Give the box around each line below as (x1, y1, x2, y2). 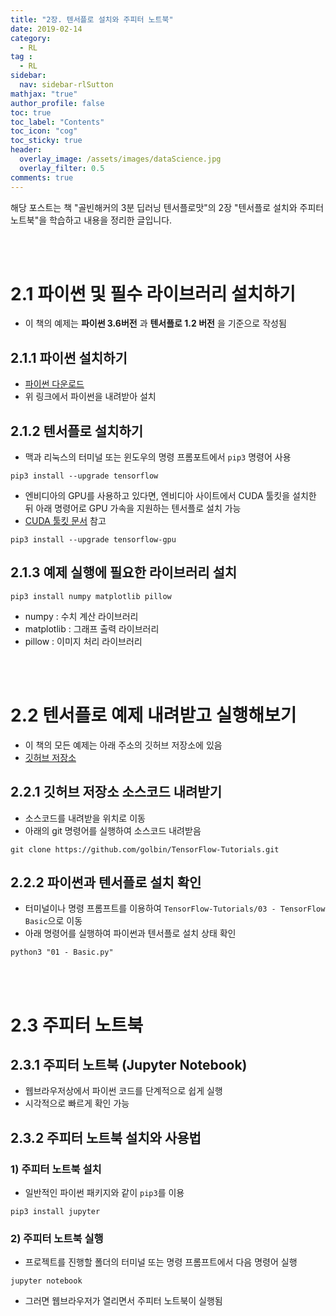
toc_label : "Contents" (10, 117, 105, 127)
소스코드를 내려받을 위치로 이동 (24, 812, 146, 824)
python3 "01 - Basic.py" (10, 947, 114, 958)
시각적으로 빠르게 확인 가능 (24, 1097, 130, 1110)
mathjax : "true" (10, 89, 78, 99)
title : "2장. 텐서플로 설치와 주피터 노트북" (10, 14, 174, 25)
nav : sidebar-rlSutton (19, 80, 114, 90)
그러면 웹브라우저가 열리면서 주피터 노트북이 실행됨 (24, 1295, 223, 1307)
